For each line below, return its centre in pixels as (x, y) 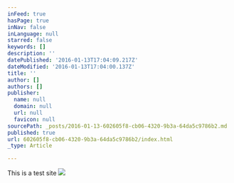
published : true (31, 133)
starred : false (30, 40)
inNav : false (27, 27)
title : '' (22, 73)
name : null (30, 100)
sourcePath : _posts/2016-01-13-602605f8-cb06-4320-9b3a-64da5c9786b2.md (117, 126)
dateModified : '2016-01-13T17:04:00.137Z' (71, 67)
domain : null (33, 106)
